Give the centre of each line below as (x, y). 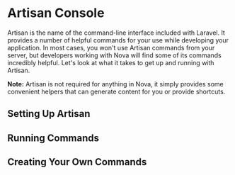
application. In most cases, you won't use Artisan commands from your (111, 47)
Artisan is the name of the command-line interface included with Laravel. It (116, 33)
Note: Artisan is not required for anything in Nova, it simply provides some (116, 84)
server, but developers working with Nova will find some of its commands (114, 55)
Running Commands (53, 138)
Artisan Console (56, 13)
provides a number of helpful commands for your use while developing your (118, 40)
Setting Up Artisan (49, 114)
